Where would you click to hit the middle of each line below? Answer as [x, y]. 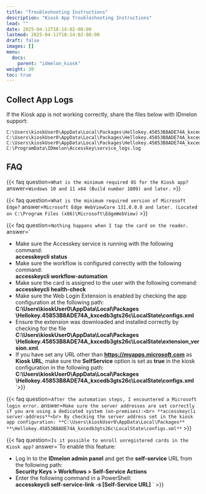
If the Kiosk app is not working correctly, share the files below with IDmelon [102, 115]
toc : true [19, 75]
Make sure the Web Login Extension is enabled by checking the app [101, 296]
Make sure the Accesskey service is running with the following [94, 244]
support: [17, 121]
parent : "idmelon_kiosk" [49, 63]
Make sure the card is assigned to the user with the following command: [106, 282]
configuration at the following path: [59, 302]
